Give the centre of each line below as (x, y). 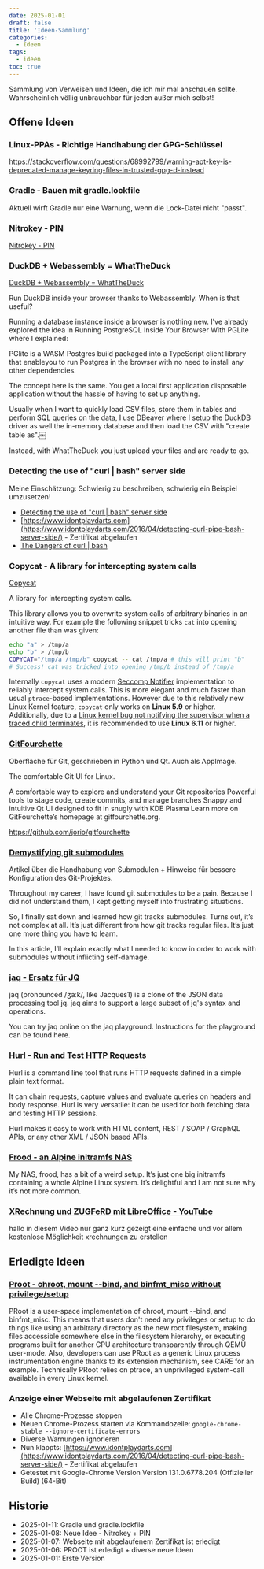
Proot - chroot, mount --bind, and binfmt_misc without (115, 1284)
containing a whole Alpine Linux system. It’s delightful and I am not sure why (132, 1182)
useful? (21, 306)
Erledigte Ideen (47, 1261)
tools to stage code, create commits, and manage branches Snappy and (126, 799)
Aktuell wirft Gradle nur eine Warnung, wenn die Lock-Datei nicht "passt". (128, 208)
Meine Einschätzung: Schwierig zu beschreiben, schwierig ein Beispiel (123, 488)
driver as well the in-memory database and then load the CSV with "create (129, 426)
